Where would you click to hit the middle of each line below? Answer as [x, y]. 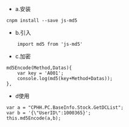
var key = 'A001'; [40, 73]
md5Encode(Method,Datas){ [39, 68]
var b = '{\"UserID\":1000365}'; [49, 113]
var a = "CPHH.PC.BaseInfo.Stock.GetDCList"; [65, 107]
